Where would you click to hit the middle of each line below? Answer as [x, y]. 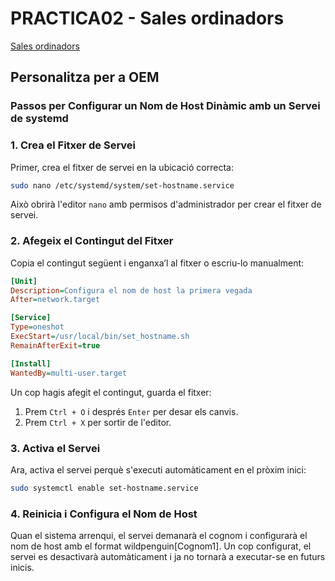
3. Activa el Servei [55, 448]
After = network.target [55, 300]
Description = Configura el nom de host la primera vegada [131, 290]
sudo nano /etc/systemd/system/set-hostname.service [122, 185]
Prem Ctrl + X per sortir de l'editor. [98, 422]
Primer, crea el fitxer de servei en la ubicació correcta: [122, 167]
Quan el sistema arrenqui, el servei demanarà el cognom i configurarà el [159, 536]
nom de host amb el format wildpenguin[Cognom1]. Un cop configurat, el [161, 546]
